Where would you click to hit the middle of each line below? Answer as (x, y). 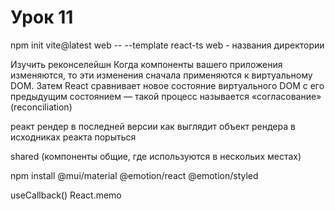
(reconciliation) (41, 107)
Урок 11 (42, 17)
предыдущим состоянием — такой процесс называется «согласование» (166, 96)
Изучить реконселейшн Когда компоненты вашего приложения (146, 64)
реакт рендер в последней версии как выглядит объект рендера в (153, 126)
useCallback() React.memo (66, 195)
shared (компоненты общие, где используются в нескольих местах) (156, 156)
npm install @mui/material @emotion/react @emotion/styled (134, 175)
